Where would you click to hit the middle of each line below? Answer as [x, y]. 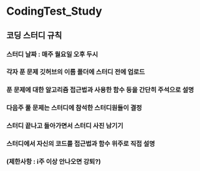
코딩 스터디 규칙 [34, 35]
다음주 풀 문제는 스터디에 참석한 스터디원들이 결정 [74, 108]
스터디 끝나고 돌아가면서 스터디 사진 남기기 [65, 126]
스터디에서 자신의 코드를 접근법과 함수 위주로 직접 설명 [81, 144]
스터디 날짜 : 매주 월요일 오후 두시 [52, 54]
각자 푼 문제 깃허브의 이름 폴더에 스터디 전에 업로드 [76, 72]
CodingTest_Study [54, 11]
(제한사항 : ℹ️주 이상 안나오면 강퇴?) [54, 162]
